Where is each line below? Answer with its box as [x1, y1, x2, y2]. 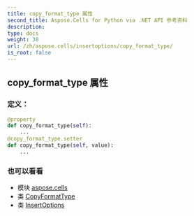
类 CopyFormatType [17, 192, 75, 201]
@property [7, 116, 36, 123]
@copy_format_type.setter [7, 136, 82, 143]
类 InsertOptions [17, 201, 65, 210]
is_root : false [7, 50, 52, 57]
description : [7, 23, 45, 30]
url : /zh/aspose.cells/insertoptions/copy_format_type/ [7, 43, 173, 50]
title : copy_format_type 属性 [7, 10, 93, 17]
